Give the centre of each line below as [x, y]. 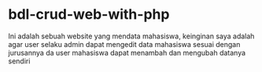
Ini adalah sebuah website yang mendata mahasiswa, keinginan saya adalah [131, 36]
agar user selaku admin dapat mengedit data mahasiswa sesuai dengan [124, 44]
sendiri [19, 61]
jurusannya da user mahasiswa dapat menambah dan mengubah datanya [127, 52]
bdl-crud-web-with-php [89, 14]
